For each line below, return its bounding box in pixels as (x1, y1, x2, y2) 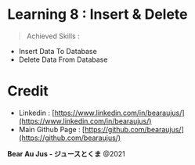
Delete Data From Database (18, 55, 108, 64)
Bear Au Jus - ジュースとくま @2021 (7, 149, 126, 158)
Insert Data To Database (18, 46, 97, 56)
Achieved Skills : (26, 31, 80, 41)
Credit (7, 82, 49, 100)
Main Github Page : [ (18, 124, 85, 134)
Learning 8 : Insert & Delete (7, 5, 189, 23)
